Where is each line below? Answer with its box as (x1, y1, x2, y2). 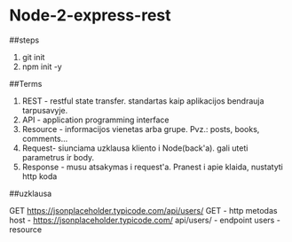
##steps (9, 35, 40, 45)
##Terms (9, 78, 43, 89)
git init (21, 51, 45, 62)
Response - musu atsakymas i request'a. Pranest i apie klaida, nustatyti (21, 161, 284, 172)
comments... (21, 133, 68, 144)
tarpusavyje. (21, 105, 68, 115)
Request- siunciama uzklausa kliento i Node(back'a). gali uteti (21, 143, 249, 153)
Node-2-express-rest (9, 5, 171, 26)
